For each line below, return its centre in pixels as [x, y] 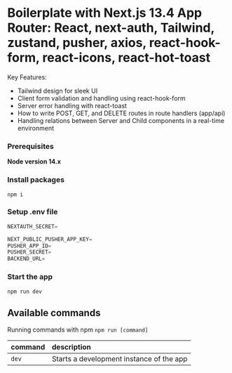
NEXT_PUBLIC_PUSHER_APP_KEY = [50, 239]
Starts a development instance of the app [120, 359]
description [71, 347]
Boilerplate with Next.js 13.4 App [105, 13]
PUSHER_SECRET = [29, 252]
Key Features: [27, 77]
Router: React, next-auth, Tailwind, [111, 28]
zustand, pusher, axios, [77, 43]
